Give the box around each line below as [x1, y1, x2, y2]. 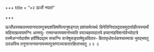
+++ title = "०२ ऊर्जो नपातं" [5, 5, 55, 10]
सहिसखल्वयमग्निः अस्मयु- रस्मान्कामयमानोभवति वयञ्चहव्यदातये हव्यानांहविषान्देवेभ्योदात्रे [5, 30, 139, 36]
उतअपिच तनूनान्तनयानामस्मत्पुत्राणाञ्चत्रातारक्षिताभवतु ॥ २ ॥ [5, 41, 99, 47]
